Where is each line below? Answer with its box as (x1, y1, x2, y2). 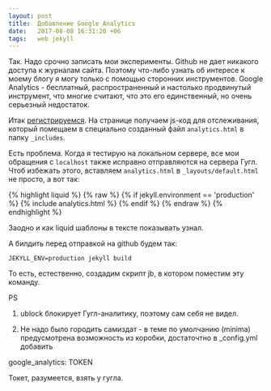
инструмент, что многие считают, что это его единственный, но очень (8, 91, 252, 101)
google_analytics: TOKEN (8, 358, 93, 367)
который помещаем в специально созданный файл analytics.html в (8, 124, 244, 134)
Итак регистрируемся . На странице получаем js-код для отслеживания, (8, 115, 260, 126)
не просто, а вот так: (8, 174, 80, 184)
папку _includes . (8, 133, 66, 143)
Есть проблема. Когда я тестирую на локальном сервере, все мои (8, 148, 239, 158)
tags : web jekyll (8, 34, 74, 43)
